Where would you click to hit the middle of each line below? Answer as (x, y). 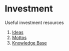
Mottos (19, 37)
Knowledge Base (29, 42)
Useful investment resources (34, 22)
